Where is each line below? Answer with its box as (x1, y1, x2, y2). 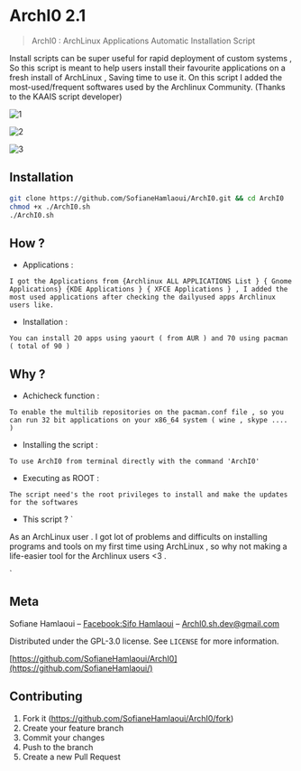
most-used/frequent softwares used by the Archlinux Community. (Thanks (9, 81, 286, 92)
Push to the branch (22, 741, 94, 752)
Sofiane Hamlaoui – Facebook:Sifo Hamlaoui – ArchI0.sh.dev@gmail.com (9, 618, 280, 628)
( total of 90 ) (9, 342, 70, 351)
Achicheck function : (22, 390, 100, 401)
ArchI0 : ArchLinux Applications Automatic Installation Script (31, 35, 256, 46)
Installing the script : (22, 440, 98, 450)
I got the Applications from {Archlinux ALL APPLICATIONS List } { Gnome (9, 277, 293, 286)
